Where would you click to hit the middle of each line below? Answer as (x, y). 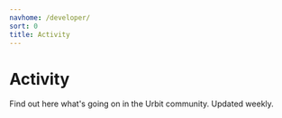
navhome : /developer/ (50, 18)
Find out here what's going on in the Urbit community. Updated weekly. (142, 104)
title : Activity (40, 34)
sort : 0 (24, 26)
